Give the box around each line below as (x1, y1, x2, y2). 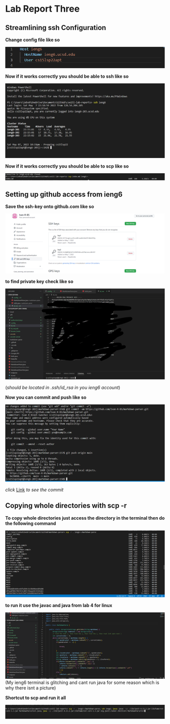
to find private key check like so (5, 278, 73, 285)
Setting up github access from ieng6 (5, 190, 123, 199)
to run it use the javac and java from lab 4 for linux (5, 603, 112, 609)
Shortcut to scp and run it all (5, 695, 66, 701)
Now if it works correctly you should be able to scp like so (5, 163, 129, 169)
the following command (5, 520, 56, 526)
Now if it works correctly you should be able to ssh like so (5, 73, 129, 79)
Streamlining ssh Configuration (5, 23, 106, 32)
